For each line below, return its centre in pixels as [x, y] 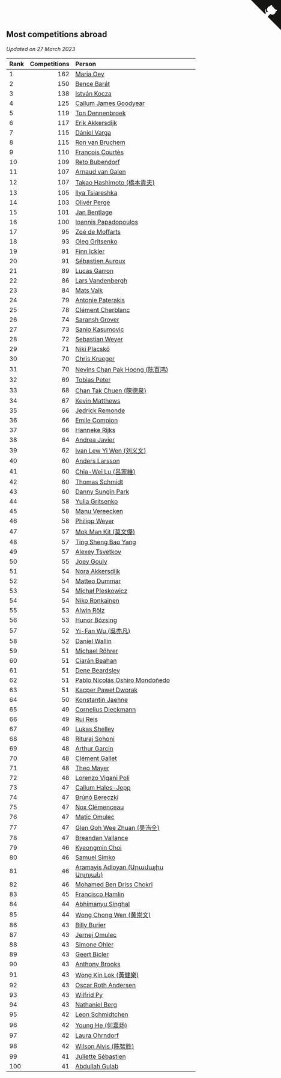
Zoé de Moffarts [98, 231]
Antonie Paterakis [100, 300]
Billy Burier [90, 925]
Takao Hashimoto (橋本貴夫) [115, 182]
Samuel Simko [95, 857]
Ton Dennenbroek [100, 113]
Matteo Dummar [98, 581]
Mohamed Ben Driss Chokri [114, 885]
